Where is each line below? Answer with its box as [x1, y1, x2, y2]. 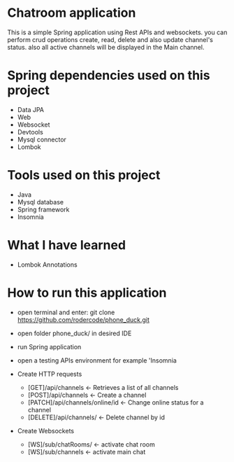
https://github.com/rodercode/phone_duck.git [17, 315, 150, 323]
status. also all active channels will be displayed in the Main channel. [7, 43, 205, 51]
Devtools [17, 127, 43, 136]
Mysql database [17, 197, 64, 206]
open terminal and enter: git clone [17, 308, 115, 316]
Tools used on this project [7, 167, 161, 183]
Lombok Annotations [17, 260, 78, 269]
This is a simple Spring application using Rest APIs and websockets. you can [7, 28, 228, 36]
